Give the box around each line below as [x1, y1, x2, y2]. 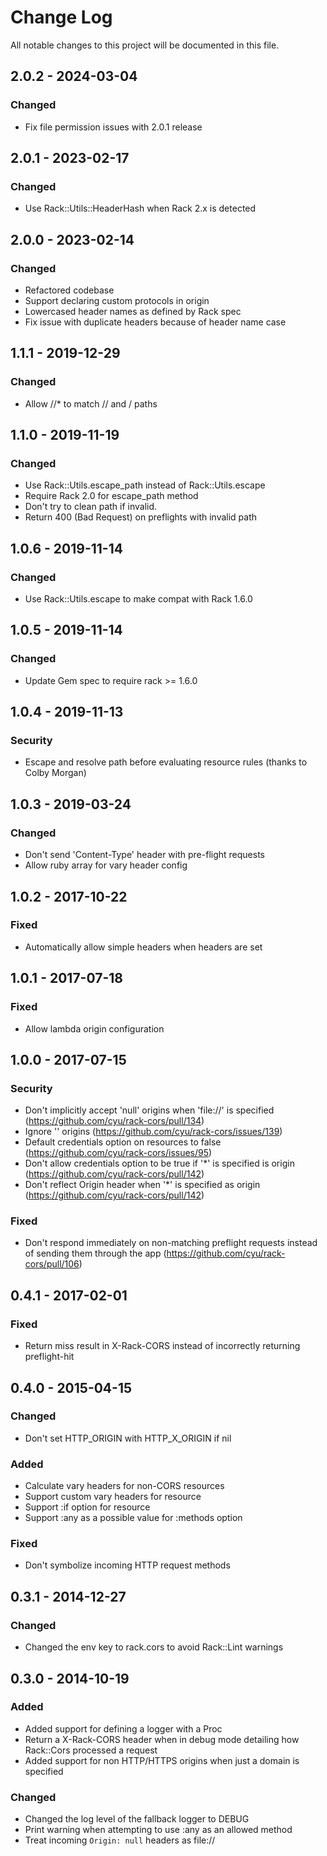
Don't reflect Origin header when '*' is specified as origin [24, 1179, 261, 1191]
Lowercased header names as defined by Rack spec [24, 306, 242, 317]
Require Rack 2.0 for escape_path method [24, 490, 199, 502]
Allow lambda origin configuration [24, 1022, 165, 1035]
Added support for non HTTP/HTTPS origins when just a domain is [24, 1754, 300, 1766]
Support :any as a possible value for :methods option [24, 1512, 243, 1524]
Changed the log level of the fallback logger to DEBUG [24, 1813, 250, 1825]
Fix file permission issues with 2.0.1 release [24, 121, 203, 133]
